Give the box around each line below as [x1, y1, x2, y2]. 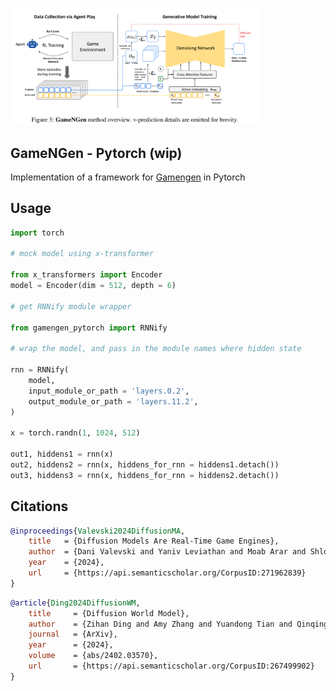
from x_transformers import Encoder [10, 270, 163, 280]
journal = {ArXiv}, [28, 629, 118, 640]
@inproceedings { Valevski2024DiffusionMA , [10, 526, 186, 536]
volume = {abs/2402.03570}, [28, 651, 159, 661]
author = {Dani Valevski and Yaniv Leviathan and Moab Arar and [28, 547, 307, 557]
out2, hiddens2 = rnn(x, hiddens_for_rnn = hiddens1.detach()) [10, 459, 280, 470]
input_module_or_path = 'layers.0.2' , [28, 386, 190, 396]
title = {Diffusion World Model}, [28, 608, 190, 618]
